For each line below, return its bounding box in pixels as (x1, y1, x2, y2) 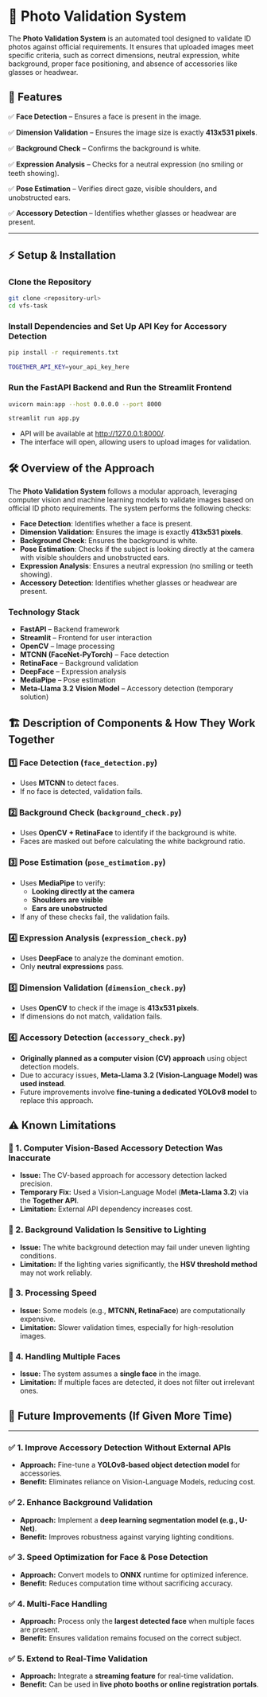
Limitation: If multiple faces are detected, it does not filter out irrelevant (19, 1378, 255, 1387)
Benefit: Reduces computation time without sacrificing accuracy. (19, 1578, 233, 1588)
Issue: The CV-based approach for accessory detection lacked (19, 1171, 227, 1180)
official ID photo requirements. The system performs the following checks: (8, 503, 252, 513)
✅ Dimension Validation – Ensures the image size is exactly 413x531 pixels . (8, 127, 258, 137)
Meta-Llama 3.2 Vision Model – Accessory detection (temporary (19, 684, 234, 694)
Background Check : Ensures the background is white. (19, 536, 198, 545)
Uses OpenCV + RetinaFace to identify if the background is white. (19, 828, 237, 838)
